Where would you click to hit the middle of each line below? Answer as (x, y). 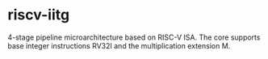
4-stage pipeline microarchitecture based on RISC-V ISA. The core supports (134, 37)
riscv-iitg (39, 15)
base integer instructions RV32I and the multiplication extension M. (119, 45)
